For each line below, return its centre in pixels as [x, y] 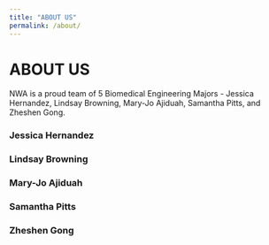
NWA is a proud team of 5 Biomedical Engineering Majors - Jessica [132, 94]
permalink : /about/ [45, 26]
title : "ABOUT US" [43, 17]
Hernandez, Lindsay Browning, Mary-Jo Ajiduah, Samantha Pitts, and [135, 103]
